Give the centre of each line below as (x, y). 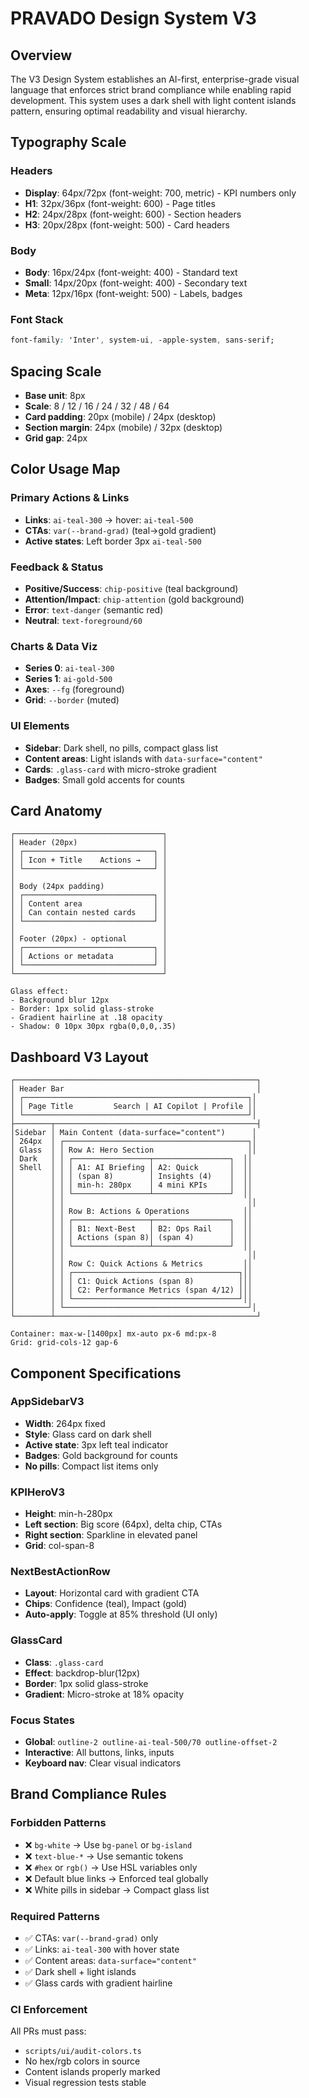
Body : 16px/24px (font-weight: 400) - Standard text (131, 272)
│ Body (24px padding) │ (89, 887)
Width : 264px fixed (65, 1423)
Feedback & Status (57, 567)
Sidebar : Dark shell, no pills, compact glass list (121, 748)
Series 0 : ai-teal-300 (69, 668)
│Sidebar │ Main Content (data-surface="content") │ (133, 1133)
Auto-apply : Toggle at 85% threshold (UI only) (121, 1614)
